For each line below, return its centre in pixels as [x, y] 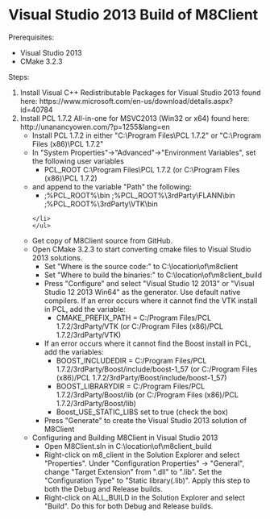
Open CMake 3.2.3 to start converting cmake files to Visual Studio [141, 249]
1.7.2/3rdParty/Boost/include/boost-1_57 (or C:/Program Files [157, 369]
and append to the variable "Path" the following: [112, 186]
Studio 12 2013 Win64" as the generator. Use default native [142, 292]
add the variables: [74, 351]
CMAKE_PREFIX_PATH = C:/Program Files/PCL [134, 318]
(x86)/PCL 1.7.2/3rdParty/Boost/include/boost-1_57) [141, 377]
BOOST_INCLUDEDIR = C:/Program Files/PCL [131, 360]
